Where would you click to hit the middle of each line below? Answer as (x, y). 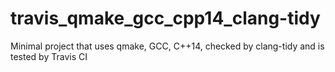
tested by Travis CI (49, 56)
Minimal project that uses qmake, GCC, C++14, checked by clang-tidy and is (167, 46)
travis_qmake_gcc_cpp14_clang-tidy (165, 18)
